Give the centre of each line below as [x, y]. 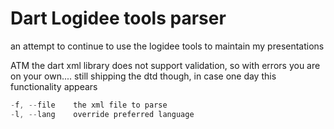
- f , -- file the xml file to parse [89, 105]
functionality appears [54, 86]
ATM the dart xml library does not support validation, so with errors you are [165, 65]
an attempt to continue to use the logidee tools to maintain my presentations [167, 46]
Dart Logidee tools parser [118, 18]
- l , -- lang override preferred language [102, 114]
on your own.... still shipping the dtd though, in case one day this [143, 76]
